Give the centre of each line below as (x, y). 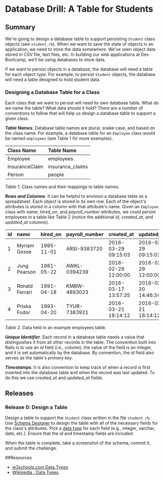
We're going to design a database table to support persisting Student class (80, 39)
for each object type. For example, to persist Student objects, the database (80, 74)
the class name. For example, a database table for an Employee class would (80, 133)
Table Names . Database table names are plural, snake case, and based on (80, 128)
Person (16, 175)
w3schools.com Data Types (40, 467)
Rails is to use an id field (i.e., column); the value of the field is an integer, (79, 348)
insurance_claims (68, 167)
